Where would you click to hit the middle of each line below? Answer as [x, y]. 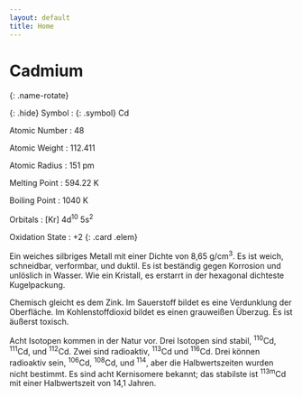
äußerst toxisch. [39, 321]
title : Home [32, 26]
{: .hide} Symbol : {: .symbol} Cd [69, 113]
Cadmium [46, 71]
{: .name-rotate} [39, 96]
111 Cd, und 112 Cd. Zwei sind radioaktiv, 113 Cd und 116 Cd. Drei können [135, 351]
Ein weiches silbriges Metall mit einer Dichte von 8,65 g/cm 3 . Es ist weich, [146, 255]
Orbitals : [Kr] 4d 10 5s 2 [51, 219]
